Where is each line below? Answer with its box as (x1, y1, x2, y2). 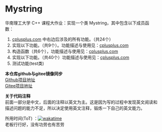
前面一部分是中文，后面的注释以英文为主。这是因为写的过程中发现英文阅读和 (5, 99, 158, 105)
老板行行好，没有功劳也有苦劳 (5, 121, 64, 127)
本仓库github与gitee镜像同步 (5, 71, 63, 76)
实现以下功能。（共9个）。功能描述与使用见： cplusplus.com (12, 42, 129, 48)
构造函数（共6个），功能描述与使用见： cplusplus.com (12, 48, 118, 54)
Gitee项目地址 (5, 83, 33, 88)
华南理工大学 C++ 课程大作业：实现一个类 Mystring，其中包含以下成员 (5, 20, 145, 26)
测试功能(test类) (12, 60, 44, 66)
